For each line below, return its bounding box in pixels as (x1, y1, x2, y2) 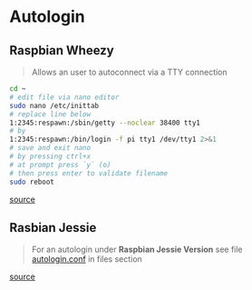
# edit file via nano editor (9, 93, 120, 102)
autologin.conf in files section (31, 254, 142, 265)
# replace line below (9, 109, 92, 119)
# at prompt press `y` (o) (9, 160, 111, 169)
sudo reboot (9, 177, 54, 186)
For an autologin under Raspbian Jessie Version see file (31, 244, 243, 255)
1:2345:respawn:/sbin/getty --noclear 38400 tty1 (9, 118, 201, 127)
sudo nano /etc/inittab (9, 101, 100, 110)
